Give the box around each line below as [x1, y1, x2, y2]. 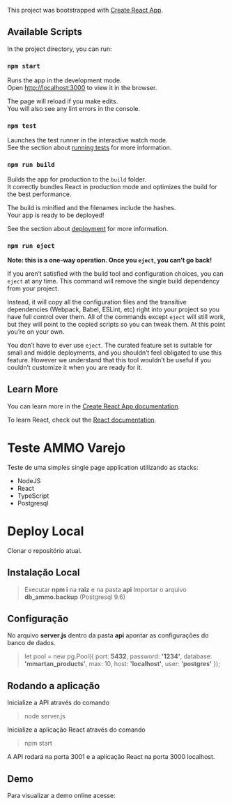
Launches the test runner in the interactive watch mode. [7, 136, 169, 145]
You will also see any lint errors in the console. [7, 105, 141, 113]
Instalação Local [7, 567, 80, 579]
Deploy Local [7, 523, 84, 539]
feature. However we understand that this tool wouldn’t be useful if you [7, 356, 211, 364]
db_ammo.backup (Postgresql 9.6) [24, 593, 126, 601]
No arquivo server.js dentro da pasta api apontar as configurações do [7, 631, 209, 640]
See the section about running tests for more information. [7, 143, 172, 152]
